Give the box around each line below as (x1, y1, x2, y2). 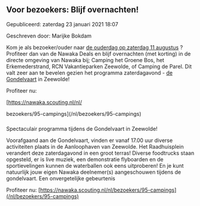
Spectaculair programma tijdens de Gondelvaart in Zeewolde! (6, 125, 157, 132)
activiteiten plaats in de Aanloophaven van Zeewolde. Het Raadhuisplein (6, 143, 184, 150)
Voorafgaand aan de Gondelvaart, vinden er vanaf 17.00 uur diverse (6, 137, 173, 144)
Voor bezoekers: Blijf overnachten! (6, 5, 139, 15)
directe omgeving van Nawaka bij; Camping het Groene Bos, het (6, 56, 165, 63)
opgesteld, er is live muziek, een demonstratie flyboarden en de (6, 155, 163, 163)
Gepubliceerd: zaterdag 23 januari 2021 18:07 (6, 20, 119, 27)
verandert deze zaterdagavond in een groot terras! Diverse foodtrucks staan (6, 149, 195, 156)
